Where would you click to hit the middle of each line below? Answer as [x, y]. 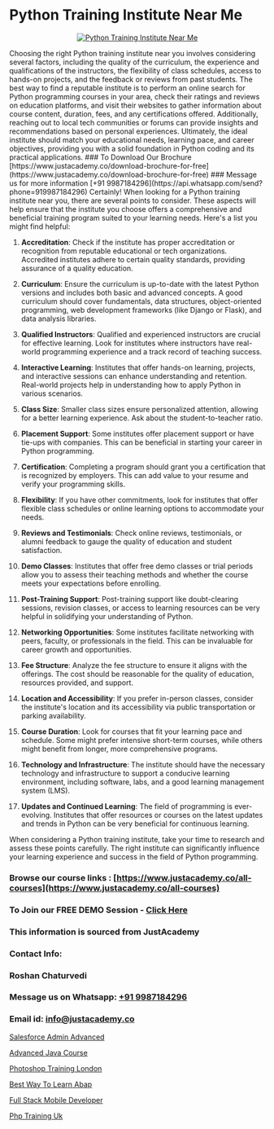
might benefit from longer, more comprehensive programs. [119, 749]
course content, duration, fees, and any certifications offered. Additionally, [134, 114]
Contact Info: [36, 953]
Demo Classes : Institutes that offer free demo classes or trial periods [137, 566]
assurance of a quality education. [77, 268]
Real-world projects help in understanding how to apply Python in [131, 384]
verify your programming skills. [73, 484]
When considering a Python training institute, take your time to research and [137, 839]
